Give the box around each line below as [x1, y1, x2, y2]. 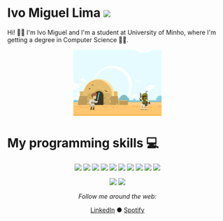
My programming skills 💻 [7, 135, 159, 152]
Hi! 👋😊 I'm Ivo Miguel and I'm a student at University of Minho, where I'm [7, 28, 217, 36]
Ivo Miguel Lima [7, 5, 101, 21]
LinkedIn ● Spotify [90, 206, 145, 215]
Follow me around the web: [78, 192, 157, 201]
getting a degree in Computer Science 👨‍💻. [7, 35, 129, 43]
